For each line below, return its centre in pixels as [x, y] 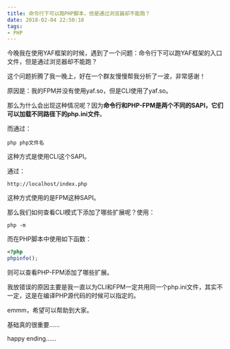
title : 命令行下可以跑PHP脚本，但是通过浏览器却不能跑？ [79, 13]
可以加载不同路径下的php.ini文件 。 [57, 114]
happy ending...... [32, 338]
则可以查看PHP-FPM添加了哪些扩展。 [60, 272]
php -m [16, 225]
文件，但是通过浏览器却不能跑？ [52, 62]
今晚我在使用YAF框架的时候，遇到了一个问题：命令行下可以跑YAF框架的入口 [115, 53]
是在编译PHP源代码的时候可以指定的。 [85, 295]
